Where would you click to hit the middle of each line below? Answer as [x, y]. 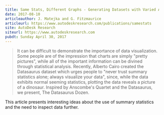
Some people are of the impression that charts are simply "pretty [82, 56]
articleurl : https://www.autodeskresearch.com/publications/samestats [78, 23]
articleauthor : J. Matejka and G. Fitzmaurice [53, 19]
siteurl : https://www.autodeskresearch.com [50, 32]
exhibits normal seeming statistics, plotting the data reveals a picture [86, 82]
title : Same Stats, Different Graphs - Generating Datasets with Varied [81, 10]
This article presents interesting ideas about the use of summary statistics [80, 102]
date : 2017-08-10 [23, 14]
